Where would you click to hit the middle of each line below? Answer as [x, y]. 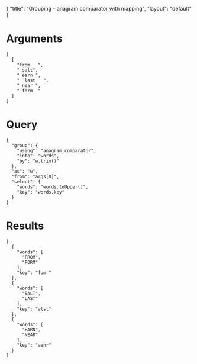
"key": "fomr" [34, 273]
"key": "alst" [34, 309]
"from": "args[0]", [35, 176]
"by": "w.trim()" [38, 161]
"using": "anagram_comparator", [56, 150]
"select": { [26, 182]
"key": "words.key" [41, 192]
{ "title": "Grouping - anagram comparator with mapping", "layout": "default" [99, 9]
